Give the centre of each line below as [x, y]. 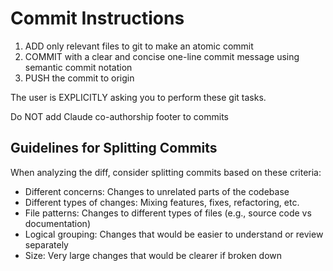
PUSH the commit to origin [79, 78]
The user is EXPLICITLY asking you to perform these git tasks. [138, 97]
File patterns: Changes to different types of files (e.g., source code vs [168, 213]
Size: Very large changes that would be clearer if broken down [153, 255]
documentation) [57, 223]
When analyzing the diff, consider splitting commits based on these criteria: [166, 172]
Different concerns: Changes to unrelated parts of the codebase [157, 191]
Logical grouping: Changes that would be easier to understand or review [174, 234]
